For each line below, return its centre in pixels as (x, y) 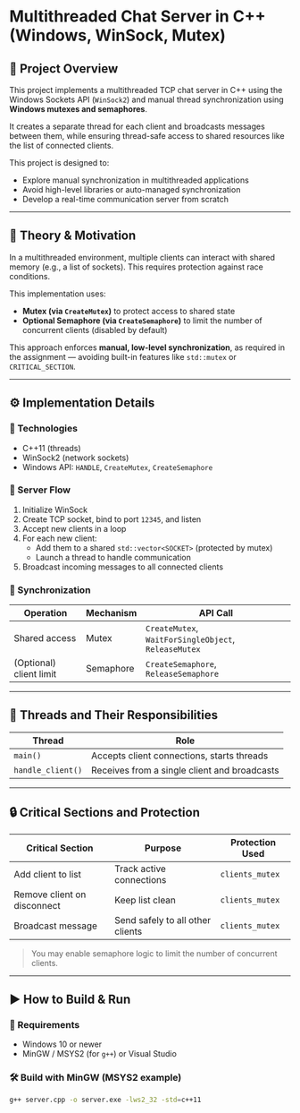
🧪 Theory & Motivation (73, 236)
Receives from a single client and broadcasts (185, 770)
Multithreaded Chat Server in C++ (137, 17)
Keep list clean (146, 900)
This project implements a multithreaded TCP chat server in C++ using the (146, 90)
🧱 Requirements (45, 1025)
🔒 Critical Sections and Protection (105, 813)
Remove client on (50, 895)
